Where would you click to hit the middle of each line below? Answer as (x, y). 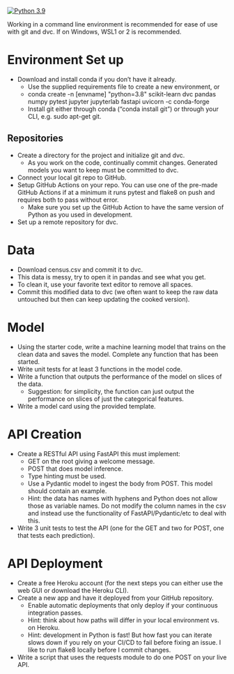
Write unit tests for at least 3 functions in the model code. (100, 369)
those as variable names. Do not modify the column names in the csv (127, 506)
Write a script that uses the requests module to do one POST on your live (122, 657)
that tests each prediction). (56, 535)
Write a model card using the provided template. (86, 406)
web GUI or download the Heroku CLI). (73, 590)
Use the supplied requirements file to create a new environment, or (124, 87)
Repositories (36, 139)
